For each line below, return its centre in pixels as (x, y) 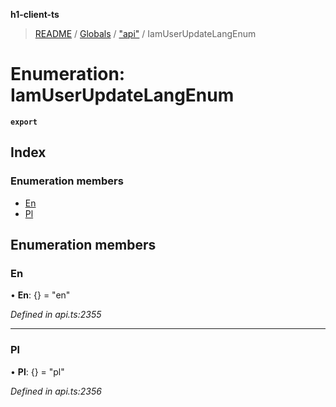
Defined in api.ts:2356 (56, 391)
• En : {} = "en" (40, 295)
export (24, 122)
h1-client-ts (35, 14)
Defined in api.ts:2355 (56, 315)
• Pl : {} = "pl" (37, 371)
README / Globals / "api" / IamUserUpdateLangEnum (145, 33)
